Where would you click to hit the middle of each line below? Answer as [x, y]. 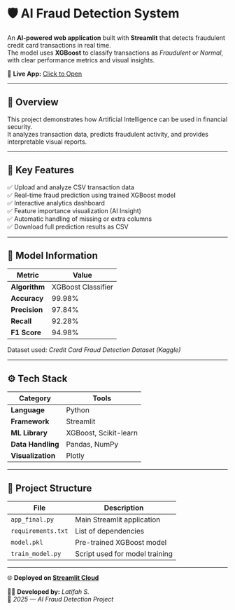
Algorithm [28, 287]
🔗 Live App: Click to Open [45, 74]
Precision [27, 310]
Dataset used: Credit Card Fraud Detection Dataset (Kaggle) [94, 350]
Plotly [76, 456]
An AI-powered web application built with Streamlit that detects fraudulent [116, 38]
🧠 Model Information [52, 256]
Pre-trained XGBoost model [121, 542]
